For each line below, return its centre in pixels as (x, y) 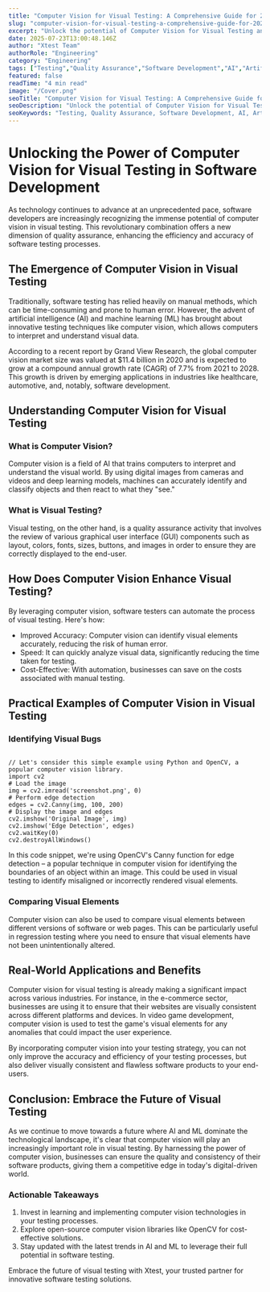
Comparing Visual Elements (64, 902)
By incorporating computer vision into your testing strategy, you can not (127, 1048)
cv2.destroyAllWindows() (50, 840)
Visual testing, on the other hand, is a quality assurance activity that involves (135, 528)
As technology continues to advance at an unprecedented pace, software (130, 210)
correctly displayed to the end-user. (67, 554)
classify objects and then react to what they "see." (92, 489)
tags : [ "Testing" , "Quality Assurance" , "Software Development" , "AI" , (125, 69)
